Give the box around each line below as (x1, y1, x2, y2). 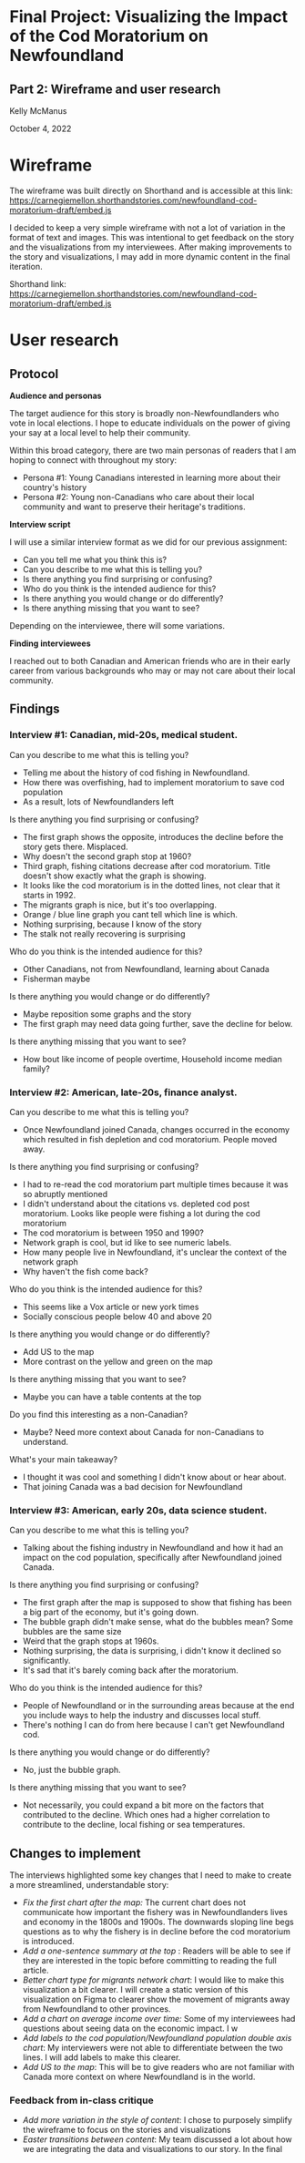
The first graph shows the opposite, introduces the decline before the (22, 831, 284, 842)
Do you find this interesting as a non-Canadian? (9, 1409, 188, 1420)
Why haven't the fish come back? (22, 1266, 148, 1276)
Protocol (9, 366, 59, 382)
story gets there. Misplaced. (22, 841, 129, 852)
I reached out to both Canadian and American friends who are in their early (9, 655, 291, 666)
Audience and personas (9, 390, 102, 401)
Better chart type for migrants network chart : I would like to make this (22, 1974, 285, 1985)
